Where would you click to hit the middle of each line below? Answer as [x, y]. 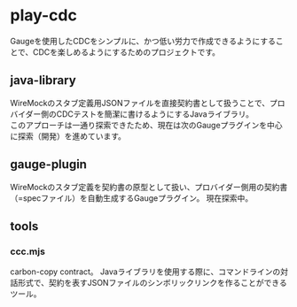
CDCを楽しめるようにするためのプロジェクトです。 [127, 52]
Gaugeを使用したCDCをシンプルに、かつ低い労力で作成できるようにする [143, 41]
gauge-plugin [49, 165]
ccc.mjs [27, 251]
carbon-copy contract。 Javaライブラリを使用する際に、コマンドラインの [145, 272]
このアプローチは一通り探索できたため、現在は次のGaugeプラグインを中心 [146, 125]
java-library [43, 81]
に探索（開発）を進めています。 [68, 136]
